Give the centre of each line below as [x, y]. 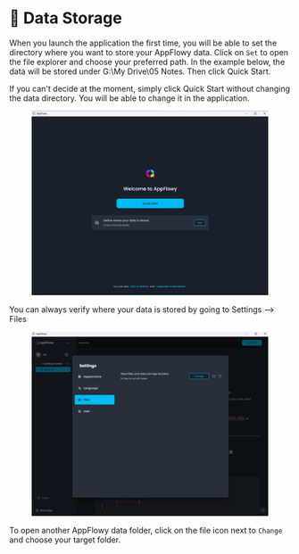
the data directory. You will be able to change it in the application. [129, 98]
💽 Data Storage [66, 18]
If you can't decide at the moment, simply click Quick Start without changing [150, 88]
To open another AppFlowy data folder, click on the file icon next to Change [146, 531]
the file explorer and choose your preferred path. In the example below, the [147, 62]
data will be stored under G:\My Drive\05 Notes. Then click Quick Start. [140, 71]
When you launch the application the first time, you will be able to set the [143, 43]
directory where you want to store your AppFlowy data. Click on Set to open [149, 52]
